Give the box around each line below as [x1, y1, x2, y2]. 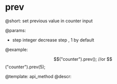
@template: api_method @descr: [5, 73, 72, 79]
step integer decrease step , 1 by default [12, 37, 95, 43]
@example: [5, 46, 28, 52]
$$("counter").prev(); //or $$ [53, 56, 113, 62]
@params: [5, 27, 26, 33]
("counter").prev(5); [5, 64, 46, 70]
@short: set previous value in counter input [5, 18, 93, 24]
